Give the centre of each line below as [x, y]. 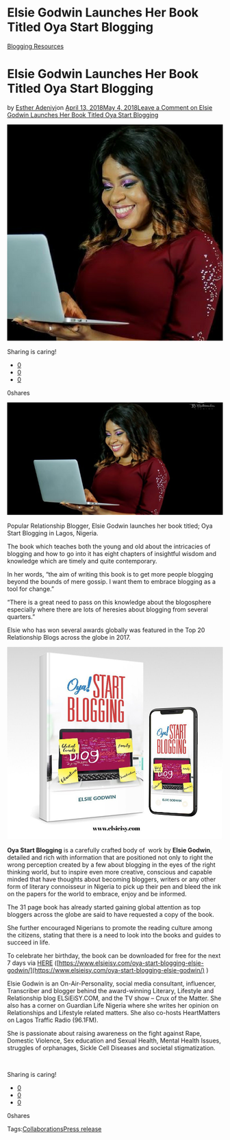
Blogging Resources [35, 46]
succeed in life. [28, 942]
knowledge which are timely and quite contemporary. [82, 561]
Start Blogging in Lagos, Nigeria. [53, 533]
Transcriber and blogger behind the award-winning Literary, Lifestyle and [111, 990]
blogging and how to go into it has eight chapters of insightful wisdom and [112, 554]
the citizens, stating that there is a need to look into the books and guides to [114, 935]
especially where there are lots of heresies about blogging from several [108, 609]
